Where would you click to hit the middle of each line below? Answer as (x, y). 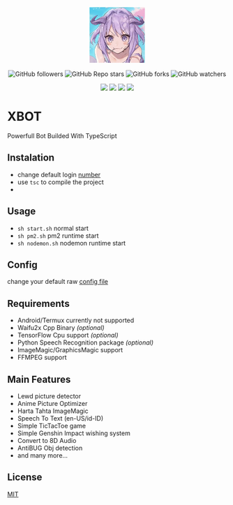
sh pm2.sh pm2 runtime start (58, 235)
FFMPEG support (42, 357)
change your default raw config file (58, 282)
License (25, 477)
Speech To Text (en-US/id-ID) (60, 418)
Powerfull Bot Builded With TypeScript (62, 135)
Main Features (39, 379)
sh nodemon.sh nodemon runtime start (72, 243)
